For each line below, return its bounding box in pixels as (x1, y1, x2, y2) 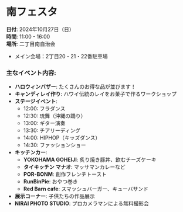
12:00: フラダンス (23, 105, 66, 112)
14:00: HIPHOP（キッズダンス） (23, 134, 101, 141)
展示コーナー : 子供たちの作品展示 (14, 193, 95, 200)
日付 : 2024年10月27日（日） (6, 26, 74, 33)
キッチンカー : (14, 149, 48, 156)
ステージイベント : (14, 98, 57, 105)
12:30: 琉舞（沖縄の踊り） (23, 112, 86, 120)
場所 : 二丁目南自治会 (6, 40, 56, 47)
